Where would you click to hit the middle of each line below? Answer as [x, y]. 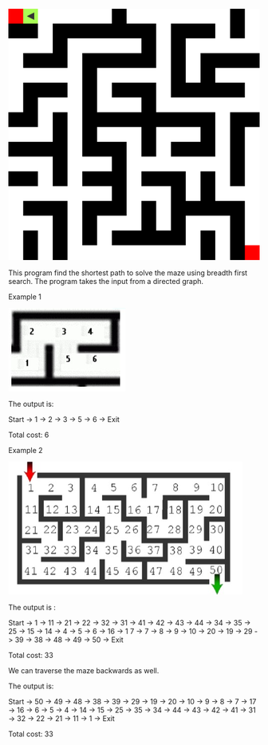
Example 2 [26, 450]
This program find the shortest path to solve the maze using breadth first [128, 273]
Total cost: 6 [29, 435]
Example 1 [25, 297]
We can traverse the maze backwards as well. [84, 670]
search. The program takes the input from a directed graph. [106, 281]
